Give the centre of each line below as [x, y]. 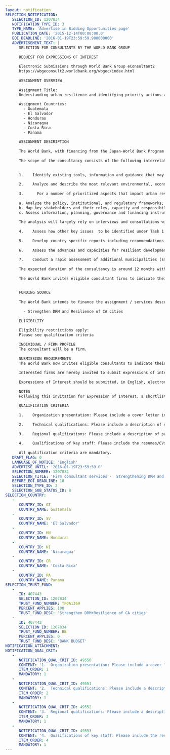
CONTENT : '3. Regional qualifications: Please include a [81, 712]
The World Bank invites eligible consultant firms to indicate [87, 278]
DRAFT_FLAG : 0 [27, 458]
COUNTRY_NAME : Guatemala [45, 509]
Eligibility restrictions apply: [54, 330]
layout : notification [28, 10]
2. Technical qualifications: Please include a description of [90, 424]
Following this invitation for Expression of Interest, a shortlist [92, 396]
